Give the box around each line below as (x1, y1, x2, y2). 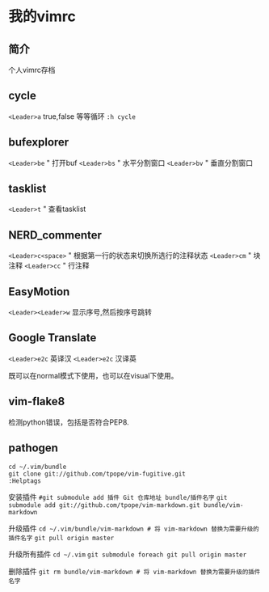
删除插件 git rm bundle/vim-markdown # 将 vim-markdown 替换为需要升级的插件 (8, 566, 261, 576)
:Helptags (8, 476, 42, 485)
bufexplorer (8, 135, 69, 150)
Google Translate (8, 331, 97, 345)
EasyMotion (8, 285, 70, 298)
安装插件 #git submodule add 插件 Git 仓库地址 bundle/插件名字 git (8, 492, 228, 501)
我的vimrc (8, 7, 77, 26)
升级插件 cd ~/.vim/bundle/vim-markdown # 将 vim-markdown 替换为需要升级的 (8, 523, 260, 533)
